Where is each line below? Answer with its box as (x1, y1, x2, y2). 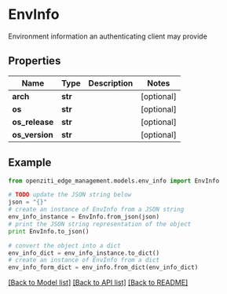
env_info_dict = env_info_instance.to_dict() (8, 249, 159, 257)
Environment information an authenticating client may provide (8, 31, 208, 41)
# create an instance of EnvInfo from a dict (8, 256, 159, 264)
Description (88, 77, 134, 88)
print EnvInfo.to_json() (8, 227, 90, 235)
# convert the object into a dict (8, 241, 122, 249)
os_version (12, 129, 53, 140)
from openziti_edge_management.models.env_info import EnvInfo (8, 177, 220, 185)
